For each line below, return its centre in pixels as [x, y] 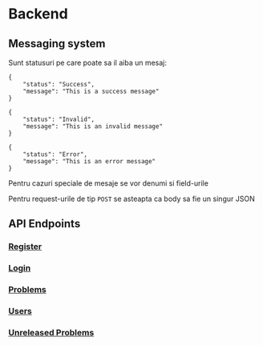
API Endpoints [45, 224]
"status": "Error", [55, 154]
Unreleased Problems [51, 333]
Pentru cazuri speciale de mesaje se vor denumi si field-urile [108, 183]
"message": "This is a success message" [91, 91]
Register [25, 247]
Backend [38, 14]
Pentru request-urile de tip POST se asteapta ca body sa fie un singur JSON [131, 199]
